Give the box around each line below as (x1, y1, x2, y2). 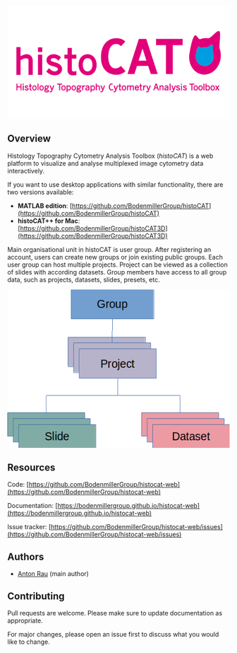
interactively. (7, 166, 44, 175)
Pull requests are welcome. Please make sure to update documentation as (7, 609, 223, 618)
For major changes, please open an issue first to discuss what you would (7, 630, 219, 639)
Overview (7, 133, 51, 145)
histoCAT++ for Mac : (17, 216, 80, 225)
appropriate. (7, 616, 44, 625)
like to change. (7, 637, 51, 646)
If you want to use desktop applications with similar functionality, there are (7, 180, 224, 189)
